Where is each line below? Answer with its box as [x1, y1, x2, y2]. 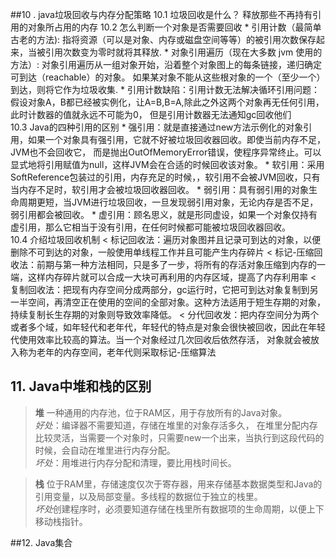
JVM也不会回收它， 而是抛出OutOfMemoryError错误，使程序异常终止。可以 [10, 146, 322, 158]
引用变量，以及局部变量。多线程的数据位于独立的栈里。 [34, 490, 263, 502]
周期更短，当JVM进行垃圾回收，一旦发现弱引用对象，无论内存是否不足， [18, 196, 319, 208]
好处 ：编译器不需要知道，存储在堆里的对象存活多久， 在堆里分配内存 [34, 419, 318, 431]
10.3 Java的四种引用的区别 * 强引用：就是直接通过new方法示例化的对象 [10, 121, 304, 133]
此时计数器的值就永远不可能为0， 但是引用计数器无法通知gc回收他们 [10, 109, 292, 120]
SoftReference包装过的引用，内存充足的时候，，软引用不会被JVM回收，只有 [10, 171, 321, 183]
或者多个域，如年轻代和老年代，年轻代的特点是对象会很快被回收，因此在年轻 [10, 321, 326, 333]
